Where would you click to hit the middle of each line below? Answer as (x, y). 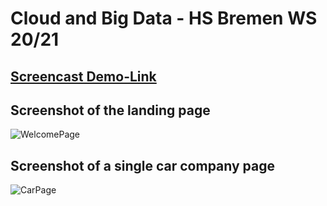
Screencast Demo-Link (83, 76)
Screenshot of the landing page (110, 110)
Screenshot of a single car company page (143, 165)
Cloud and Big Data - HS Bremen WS (164, 18)
